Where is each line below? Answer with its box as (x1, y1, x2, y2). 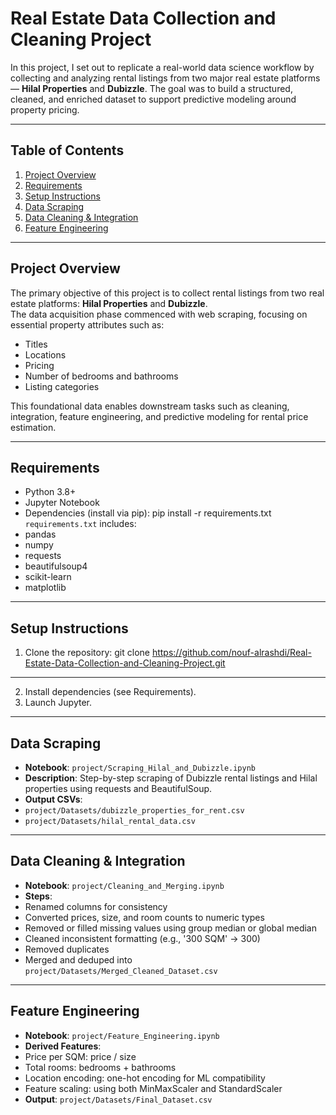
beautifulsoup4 (24, 560, 88, 572)
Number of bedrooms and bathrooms (24, 370, 179, 382)
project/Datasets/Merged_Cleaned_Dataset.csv (24, 966, 218, 976)
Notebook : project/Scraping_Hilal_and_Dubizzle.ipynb (24, 762, 257, 773)
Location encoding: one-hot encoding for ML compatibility (24, 1072, 266, 1084)
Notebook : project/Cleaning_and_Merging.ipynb (24, 879, 225, 891)
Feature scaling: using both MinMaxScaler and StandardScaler (24, 1082, 283, 1094)
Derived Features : (24, 1040, 102, 1052)
